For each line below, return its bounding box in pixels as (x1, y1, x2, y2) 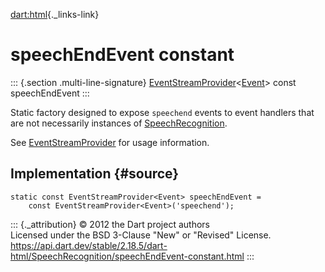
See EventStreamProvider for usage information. (10, 136, 210, 148)
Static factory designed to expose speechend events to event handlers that (10, 106, 315, 118)
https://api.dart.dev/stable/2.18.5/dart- (10, 239, 168, 251)
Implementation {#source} (10, 165, 180, 183)
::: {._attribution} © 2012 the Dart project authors (10, 218, 210, 230)
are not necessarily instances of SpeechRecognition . (10, 117, 228, 129)
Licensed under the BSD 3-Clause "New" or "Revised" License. (10, 229, 272, 241)
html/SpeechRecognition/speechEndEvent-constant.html (10, 250, 245, 262)
